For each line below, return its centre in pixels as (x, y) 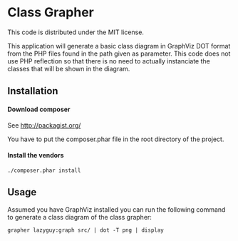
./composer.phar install (44, 170)
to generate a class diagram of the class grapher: (79, 217)
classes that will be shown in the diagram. (69, 68)
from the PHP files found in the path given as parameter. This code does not (119, 53)
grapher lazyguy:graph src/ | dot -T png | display (86, 230)
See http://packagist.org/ (44, 125)
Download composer (39, 109)
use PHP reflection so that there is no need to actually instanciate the (109, 61)
